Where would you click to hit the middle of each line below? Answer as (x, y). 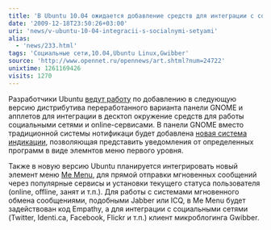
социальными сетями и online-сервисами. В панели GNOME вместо (126, 124)
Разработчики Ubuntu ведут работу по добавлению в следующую (122, 98)
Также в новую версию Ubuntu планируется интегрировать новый (123, 165)
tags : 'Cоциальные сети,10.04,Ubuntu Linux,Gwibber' (99, 53)
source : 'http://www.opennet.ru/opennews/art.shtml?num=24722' (117, 61)
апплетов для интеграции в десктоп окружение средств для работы (126, 116)
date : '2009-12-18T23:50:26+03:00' (68, 23)
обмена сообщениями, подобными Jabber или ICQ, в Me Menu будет (127, 200)
